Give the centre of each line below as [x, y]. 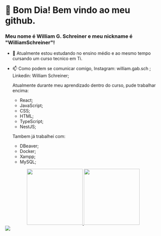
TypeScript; [31, 121]
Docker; [28, 151]
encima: [20, 91]
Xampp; [27, 157]
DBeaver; [29, 146]
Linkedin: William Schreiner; [41, 76]
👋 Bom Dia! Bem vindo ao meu [68, 10]
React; [26, 100]
